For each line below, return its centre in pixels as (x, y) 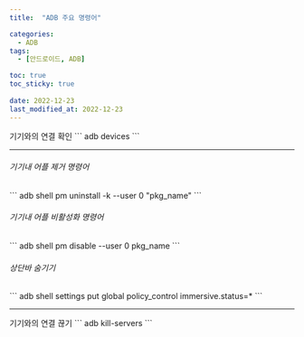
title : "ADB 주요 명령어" (56, 18)
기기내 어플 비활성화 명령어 (57, 217)
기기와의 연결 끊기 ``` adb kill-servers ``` (81, 323)
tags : (19, 51)
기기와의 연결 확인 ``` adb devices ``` (75, 136)
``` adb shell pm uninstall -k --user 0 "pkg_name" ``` (105, 195)
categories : (32, 34)
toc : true (28, 76)
